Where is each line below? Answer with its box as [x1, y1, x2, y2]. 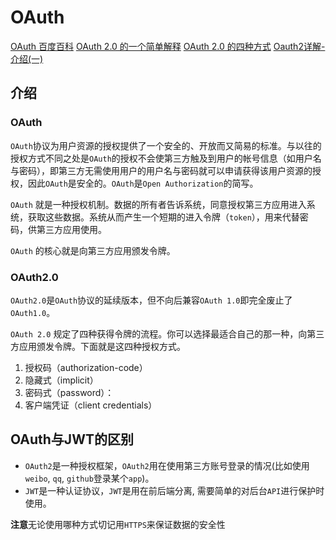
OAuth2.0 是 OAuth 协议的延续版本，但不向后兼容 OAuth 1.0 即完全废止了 [10, 294, 293, 306]
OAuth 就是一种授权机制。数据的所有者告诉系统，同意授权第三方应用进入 [10, 198, 307, 210]
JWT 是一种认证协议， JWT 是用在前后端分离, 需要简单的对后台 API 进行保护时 [24, 484, 325, 496]
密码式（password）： [24, 386, 115, 398]
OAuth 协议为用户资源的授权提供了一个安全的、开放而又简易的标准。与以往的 [10, 139, 322, 151]
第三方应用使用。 [36, 223, 107, 235]
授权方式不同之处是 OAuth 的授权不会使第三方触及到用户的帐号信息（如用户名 [10, 152, 322, 164]
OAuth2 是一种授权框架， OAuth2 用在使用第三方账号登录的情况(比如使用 [24, 459, 310, 471]
